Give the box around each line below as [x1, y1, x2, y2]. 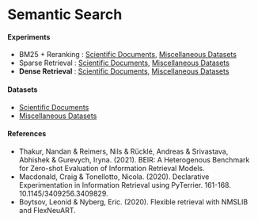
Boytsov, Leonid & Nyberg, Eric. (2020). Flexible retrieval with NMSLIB [18, 196, 249, 207]
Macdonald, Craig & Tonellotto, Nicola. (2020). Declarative [18, 172, 210, 181]
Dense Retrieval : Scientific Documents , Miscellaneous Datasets [18, 67, 230, 76]
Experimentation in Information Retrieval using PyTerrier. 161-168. [18, 180, 231, 189]
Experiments [7, 32, 51, 41]
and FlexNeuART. [18, 205, 76, 215]
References [7, 129, 47, 139]
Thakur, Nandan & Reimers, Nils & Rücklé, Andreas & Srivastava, [18, 147, 229, 156]
